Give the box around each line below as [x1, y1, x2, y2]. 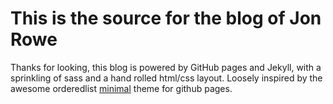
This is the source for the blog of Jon [10, 7, 322, 30]
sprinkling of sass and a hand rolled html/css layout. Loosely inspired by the [10, 72, 323, 84]
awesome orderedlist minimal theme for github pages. [10, 82, 233, 94]
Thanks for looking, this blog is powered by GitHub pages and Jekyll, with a [10, 61, 322, 73]
